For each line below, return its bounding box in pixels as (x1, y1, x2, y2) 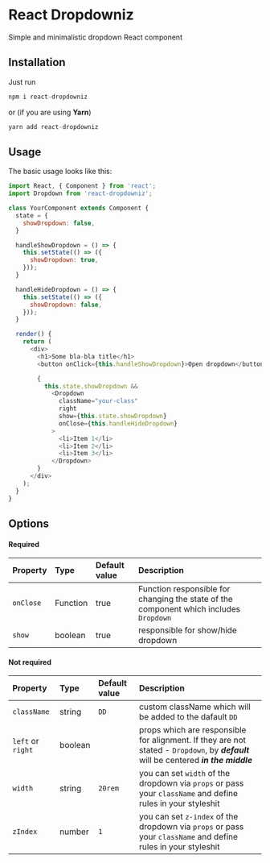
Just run (8, 77, 36, 86)
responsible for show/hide (137, 624, 237, 636)
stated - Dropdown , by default (139, 745, 250, 756)
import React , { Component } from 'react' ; (8, 182, 157, 190)
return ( (22, 338, 52, 346)
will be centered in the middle (139, 755, 253, 766)
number (59, 826, 90, 837)
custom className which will (139, 701, 251, 712)
